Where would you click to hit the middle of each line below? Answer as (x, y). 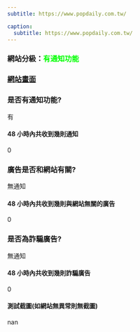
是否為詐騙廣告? (34, 239)
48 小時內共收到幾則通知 (43, 134)
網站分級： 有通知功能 (43, 59)
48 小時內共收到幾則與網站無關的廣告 (61, 204)
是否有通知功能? (34, 100)
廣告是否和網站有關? (42, 169)
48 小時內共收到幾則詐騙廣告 (49, 273)
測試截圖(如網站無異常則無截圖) (52, 306)
